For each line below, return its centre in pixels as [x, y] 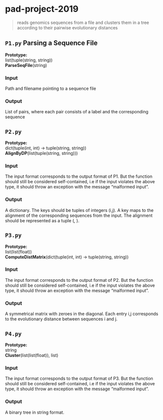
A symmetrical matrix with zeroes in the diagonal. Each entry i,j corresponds [82, 314]
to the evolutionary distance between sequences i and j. [61, 319]
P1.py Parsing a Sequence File [51, 43]
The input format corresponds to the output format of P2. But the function [79, 280]
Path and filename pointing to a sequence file [51, 88]
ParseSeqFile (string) [26, 65]
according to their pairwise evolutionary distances [67, 27]
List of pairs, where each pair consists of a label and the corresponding [77, 112]
